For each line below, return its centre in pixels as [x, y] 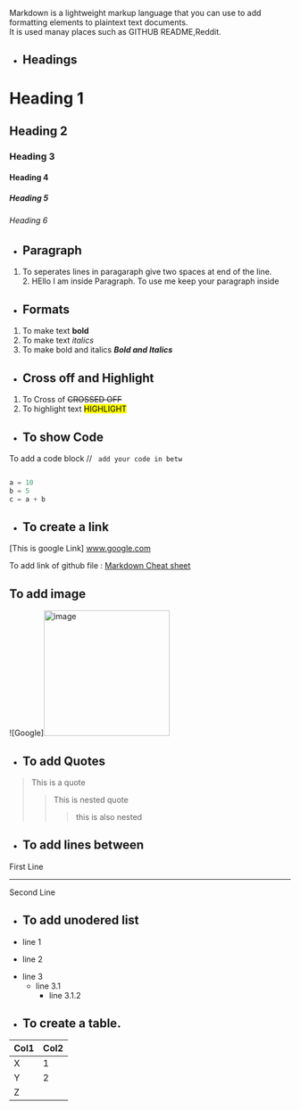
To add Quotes [63, 761]
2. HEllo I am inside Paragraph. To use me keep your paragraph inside [150, 281]
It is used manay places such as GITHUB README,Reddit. [115, 32]
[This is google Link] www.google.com [80, 549]
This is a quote [58, 782]
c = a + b [28, 499]
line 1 [32, 941]
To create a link [66, 527]
